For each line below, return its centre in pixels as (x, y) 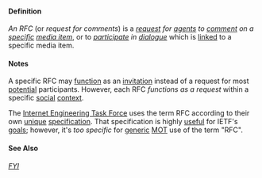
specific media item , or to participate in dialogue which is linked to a (120, 37)
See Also (23, 148)
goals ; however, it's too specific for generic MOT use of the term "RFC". (126, 130)
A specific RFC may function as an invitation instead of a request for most (129, 81)
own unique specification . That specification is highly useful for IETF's (123, 122)
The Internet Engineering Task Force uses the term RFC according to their (129, 113)
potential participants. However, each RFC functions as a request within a (128, 89)
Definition (25, 11)
